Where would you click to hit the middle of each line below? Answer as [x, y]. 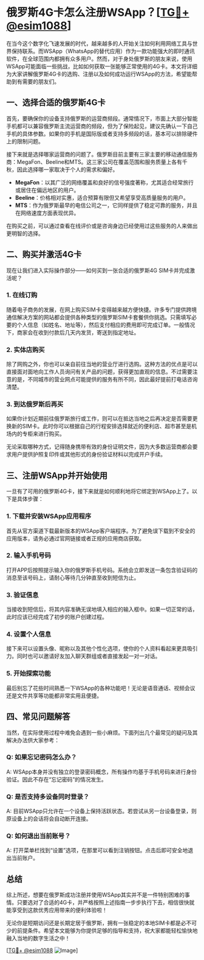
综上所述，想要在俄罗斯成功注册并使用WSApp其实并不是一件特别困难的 [96, 895]
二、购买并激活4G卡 [44, 254]
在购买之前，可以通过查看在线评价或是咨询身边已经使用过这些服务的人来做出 [102, 225]
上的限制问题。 [25, 141]
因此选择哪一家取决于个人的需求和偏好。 [67, 169]
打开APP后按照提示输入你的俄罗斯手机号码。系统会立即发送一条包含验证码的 [102, 570]
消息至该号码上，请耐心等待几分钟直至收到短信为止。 [73, 577]
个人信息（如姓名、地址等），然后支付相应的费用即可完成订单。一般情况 [106, 325]
